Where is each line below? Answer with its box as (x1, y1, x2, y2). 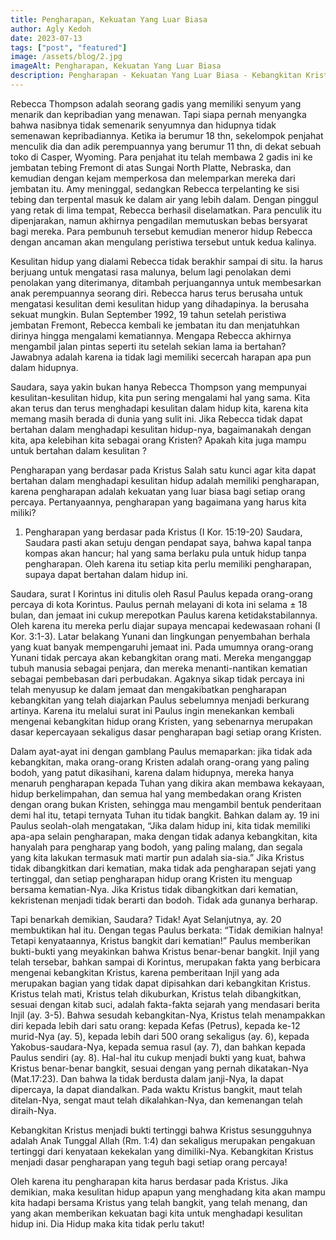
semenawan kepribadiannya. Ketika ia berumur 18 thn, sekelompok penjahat (10, 129, 324, 141)
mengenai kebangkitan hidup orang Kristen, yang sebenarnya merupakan (10, 715, 313, 727)
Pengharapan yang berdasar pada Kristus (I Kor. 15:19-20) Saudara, (24, 526, 303, 538)
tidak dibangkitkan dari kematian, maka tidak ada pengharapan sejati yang (10, 862, 317, 874)
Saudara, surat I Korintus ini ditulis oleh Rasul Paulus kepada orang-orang (10, 587, 313, 600)
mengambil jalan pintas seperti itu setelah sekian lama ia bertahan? (10, 340, 287, 352)
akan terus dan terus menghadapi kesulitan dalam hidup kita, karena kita (10, 402, 309, 414)
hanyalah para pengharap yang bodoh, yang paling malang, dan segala (10, 841, 303, 853)
